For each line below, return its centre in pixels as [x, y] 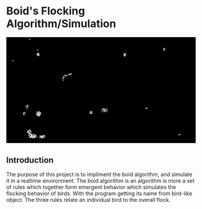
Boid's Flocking [46, 11]
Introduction [30, 160]
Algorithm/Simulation [61, 24]
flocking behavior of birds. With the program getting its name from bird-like [99, 193]
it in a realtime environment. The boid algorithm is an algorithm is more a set [100, 181]
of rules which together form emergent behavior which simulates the [91, 187]
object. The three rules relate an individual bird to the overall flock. [88, 200]
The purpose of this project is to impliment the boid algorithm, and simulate [99, 174]
